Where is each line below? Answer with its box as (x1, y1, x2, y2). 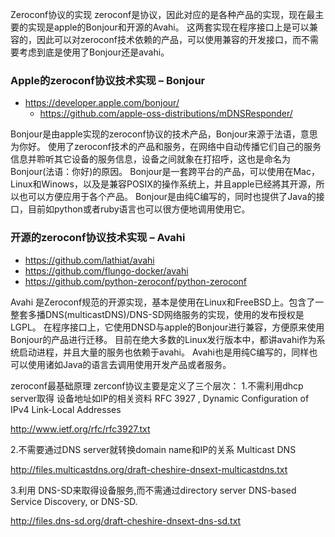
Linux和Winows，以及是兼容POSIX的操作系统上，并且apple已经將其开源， (10, 178, 317, 190)
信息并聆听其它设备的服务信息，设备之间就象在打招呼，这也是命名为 (10, 153, 291, 165)
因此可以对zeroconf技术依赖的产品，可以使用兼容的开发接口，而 (36, 34, 302, 45)
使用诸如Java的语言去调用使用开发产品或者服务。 (27, 358, 232, 370)
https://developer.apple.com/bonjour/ (24, 97, 180, 109)
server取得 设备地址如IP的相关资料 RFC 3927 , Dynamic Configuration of (10, 392, 310, 404)
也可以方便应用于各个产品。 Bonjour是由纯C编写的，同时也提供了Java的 (18, 191, 317, 203)
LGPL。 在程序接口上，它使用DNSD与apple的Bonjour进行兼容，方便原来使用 (10, 321, 325, 333)
